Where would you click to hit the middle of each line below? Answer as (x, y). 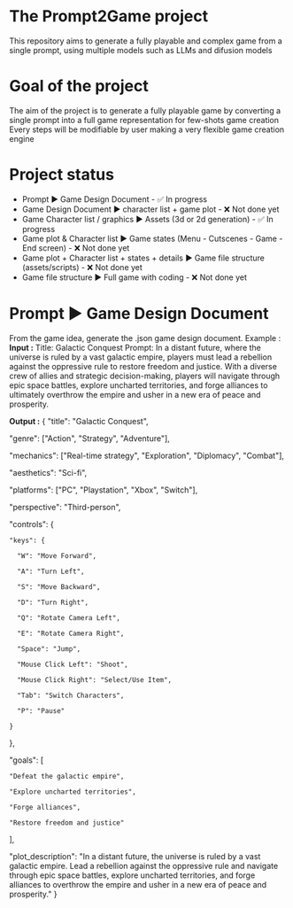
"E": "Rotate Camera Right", (71, 633)
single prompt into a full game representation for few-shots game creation (144, 120)
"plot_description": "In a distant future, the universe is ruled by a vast (135, 856)
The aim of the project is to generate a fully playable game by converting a (145, 110)
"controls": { (32, 524)
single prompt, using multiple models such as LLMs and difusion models (141, 50)
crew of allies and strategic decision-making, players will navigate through (145, 376)
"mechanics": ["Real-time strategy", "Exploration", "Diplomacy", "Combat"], (147, 455)
